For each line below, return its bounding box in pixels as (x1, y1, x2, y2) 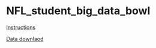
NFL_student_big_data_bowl (6, 4, 151, 18)
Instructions (6, 24, 36, 31)
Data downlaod (6, 35, 44, 42)
